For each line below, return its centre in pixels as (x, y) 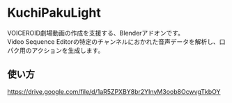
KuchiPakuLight (54, 13)
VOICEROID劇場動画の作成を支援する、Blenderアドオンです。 (96, 33)
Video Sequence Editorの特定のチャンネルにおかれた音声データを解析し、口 (116, 41)
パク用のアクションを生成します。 (56, 50)
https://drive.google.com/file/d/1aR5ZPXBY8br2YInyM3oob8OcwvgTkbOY (114, 91)
